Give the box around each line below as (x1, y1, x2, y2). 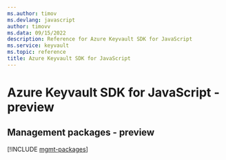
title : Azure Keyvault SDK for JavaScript (7, 55, 131, 62)
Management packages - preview (7, 127, 155, 139)
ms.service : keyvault (7, 42, 70, 49)
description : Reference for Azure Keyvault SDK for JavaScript (7, 36, 193, 43)
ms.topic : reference (7, 49, 67, 56)
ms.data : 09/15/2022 (7, 29, 67, 37)
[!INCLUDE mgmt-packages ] (7, 145, 88, 153)
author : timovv (7, 23, 51, 30)
